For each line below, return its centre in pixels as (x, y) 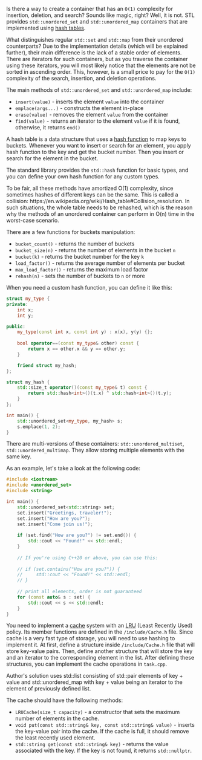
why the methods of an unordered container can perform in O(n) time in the (100, 214)
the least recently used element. (55, 738)
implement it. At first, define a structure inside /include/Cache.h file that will (101, 645)
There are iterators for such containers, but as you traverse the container (97, 59)
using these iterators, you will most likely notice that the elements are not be (101, 65)
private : (17, 304)
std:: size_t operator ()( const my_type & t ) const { (82, 388)
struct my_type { (28, 299)
